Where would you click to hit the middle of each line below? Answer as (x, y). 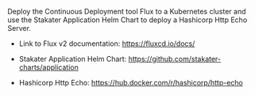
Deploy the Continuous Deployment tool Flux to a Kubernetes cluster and (127, 11)
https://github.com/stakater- (175, 59)
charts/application (48, 67)
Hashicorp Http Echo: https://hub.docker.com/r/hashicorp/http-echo (131, 83)
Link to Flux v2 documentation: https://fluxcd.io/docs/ (107, 44)
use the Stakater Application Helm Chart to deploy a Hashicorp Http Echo (127, 20)
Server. (19, 28)
